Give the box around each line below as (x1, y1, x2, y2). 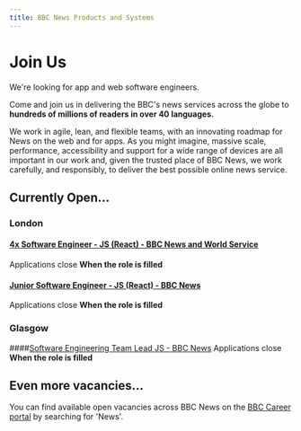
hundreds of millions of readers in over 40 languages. (9, 109, 214, 119)
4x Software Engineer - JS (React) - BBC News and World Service (9, 239, 259, 250)
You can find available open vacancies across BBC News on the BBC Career (9, 401, 292, 413)
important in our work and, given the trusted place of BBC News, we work (9, 154, 283, 165)
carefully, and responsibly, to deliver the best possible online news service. (9, 163, 288, 175)
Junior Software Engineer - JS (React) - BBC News (9, 279, 201, 290)
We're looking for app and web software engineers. (9, 82, 199, 92)
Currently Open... (9, 189, 111, 205)
